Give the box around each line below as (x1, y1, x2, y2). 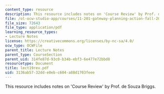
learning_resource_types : (5, 30, 58, 34)
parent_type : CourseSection (5, 52, 62, 57)
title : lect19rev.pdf (5, 66, 49, 71)
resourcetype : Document (5, 61, 54, 66)
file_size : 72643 (5, 20, 41, 26)
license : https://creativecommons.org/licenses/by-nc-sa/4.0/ (5, 39, 134, 44)
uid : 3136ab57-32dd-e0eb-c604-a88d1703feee (5, 70, 95, 75)
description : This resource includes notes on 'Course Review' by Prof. (5, 12, 156, 16)
